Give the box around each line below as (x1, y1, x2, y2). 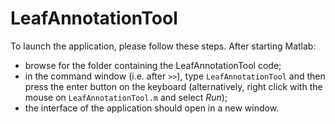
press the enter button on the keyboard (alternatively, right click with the (24, 80, 323, 92)
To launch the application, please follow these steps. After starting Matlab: (10, 40, 317, 52)
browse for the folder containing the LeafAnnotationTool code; (24, 59, 282, 71)
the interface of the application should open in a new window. (24, 102, 280, 114)
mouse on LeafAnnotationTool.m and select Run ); (24, 91, 228, 103)
